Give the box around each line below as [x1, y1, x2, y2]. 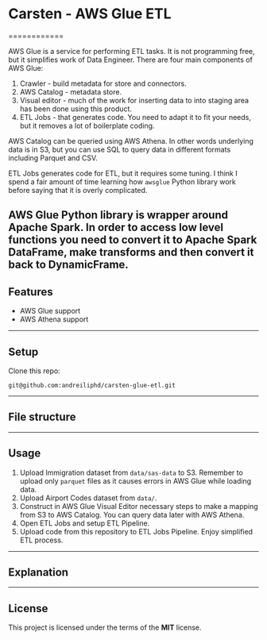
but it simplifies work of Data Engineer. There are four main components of [8, 55, 253, 64]
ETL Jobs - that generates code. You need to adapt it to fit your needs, [19, 112, 252, 121]
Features [8, 285, 53, 299]
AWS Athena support [19, 314, 89, 324]
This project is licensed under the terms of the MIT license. [8, 623, 202, 632]
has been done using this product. [19, 104, 133, 114]
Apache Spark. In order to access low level [8, 221, 224, 234]
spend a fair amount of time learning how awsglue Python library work [8, 176, 236, 187]
